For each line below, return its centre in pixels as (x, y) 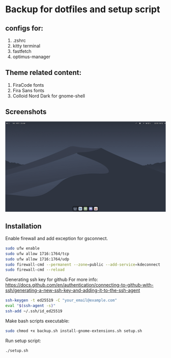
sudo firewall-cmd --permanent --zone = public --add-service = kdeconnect (83, 264)
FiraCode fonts (28, 85)
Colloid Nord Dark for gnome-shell (49, 96)
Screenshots (26, 112)
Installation (23, 226)
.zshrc (19, 40)
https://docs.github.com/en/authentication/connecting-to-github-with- (79, 285)
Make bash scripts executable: (37, 321)
